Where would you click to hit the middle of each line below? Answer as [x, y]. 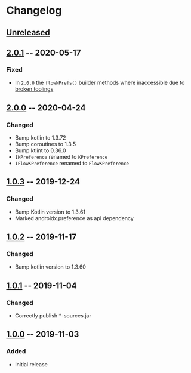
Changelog [34, 10]
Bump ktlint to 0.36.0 [41, 150]
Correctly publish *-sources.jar [53, 316]
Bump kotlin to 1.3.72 [41, 137]
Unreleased [28, 33]
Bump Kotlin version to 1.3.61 [50, 212]
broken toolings [34, 89]
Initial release [31, 364]
